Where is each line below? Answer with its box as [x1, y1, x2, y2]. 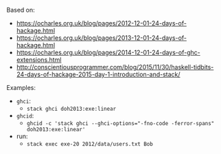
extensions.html [16, 56, 62, 64]
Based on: [6, 6, 35, 14]
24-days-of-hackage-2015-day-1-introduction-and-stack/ [16, 70, 181, 78]
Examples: [6, 84, 36, 91]
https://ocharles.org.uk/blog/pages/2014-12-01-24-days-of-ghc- [16, 48, 200, 56]
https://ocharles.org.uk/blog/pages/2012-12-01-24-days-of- [16, 19, 187, 27]
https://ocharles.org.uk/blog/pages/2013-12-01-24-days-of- [16, 34, 187, 42]
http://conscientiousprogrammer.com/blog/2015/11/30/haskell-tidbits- [16, 63, 214, 71]
